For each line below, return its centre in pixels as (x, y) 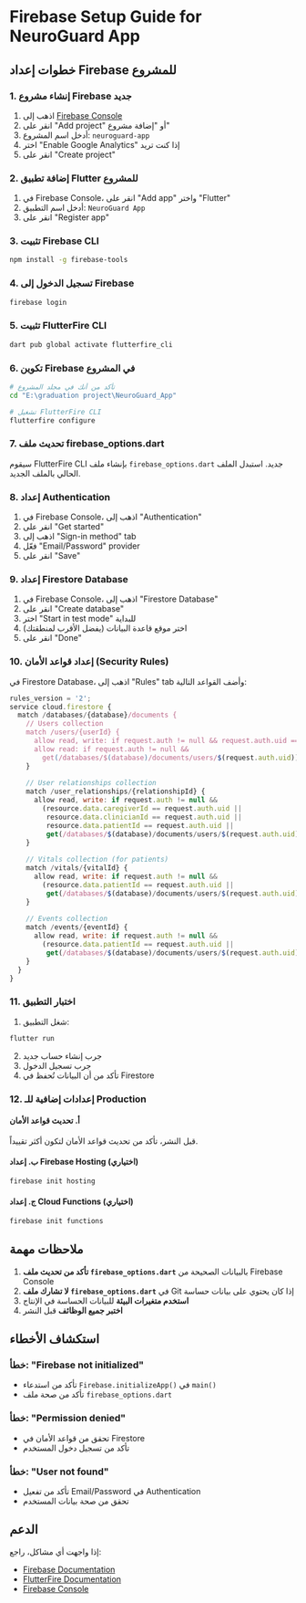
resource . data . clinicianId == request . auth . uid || (144, 817)
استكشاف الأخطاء (55, 1339)
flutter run (32, 1038)
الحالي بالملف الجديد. (45, 473)
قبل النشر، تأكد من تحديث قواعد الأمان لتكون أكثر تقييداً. (104, 1141)
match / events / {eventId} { (77, 927)
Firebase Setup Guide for (106, 17)
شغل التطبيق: (46, 1022)
